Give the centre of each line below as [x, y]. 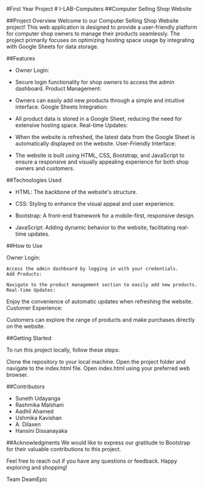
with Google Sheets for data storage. [52, 46]
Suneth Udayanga [38, 398]
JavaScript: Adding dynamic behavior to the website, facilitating [95, 227]
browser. [17, 375]
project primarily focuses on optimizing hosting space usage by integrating [101, 40]
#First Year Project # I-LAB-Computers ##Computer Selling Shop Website [99, 9]
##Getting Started [29, 338]
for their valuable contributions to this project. [64, 449]
